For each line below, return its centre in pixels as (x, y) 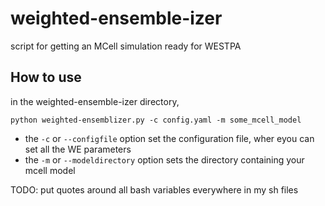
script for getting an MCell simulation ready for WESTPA (126, 46)
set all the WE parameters (78, 149)
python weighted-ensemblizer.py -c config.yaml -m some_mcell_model (156, 120)
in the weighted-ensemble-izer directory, (95, 101)
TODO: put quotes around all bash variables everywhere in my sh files (154, 189)
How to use (46, 77)
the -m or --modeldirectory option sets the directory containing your (164, 159)
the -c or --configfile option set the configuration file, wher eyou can (169, 138)
